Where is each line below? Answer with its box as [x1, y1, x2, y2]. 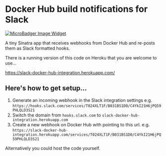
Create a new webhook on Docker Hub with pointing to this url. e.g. [12, 121, 150, 127]
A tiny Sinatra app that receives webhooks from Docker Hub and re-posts [5, 40, 155, 46]
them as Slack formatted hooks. [5, 45, 70, 51]
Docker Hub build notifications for [5, 3, 148, 15]
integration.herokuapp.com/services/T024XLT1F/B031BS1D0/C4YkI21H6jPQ [12, 132, 162, 137]
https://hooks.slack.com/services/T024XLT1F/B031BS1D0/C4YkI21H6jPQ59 [12, 103, 162, 108]
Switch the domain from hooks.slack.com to [12, 112, 101, 118]
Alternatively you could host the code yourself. [5, 145, 101, 151]
